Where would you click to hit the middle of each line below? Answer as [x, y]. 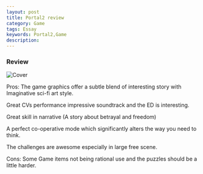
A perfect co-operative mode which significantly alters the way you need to [102, 129]
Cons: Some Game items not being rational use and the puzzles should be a [102, 159]
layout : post [23, 12]
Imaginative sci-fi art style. [40, 93]
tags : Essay [21, 29]
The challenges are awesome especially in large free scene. [82, 147]
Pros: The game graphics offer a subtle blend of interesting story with [94, 87]
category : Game [26, 23]
